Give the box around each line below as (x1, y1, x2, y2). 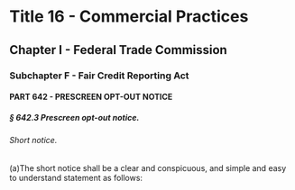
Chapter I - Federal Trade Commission (9, 42, 227, 58)
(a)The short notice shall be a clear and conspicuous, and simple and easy (9, 162, 287, 173)
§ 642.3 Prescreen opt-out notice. (9, 112, 140, 122)
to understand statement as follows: (9, 172, 143, 183)
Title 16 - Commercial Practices (9, 6, 249, 27)
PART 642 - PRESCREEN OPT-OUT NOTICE (9, 92, 173, 103)
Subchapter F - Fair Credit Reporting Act (9, 69, 189, 82)
